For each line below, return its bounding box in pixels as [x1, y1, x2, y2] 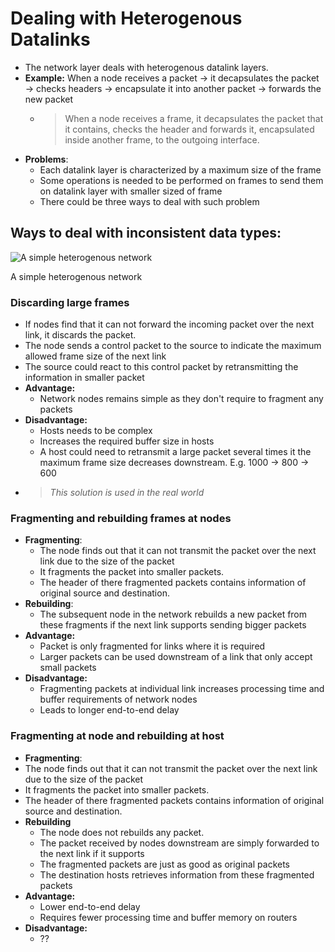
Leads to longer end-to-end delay [39, 704, 180, 716]
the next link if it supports [39, 847, 145, 859]
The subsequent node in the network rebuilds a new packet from [39, 608, 308, 621]
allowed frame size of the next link [24, 350, 167, 362]
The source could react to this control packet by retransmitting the [24, 361, 299, 373]
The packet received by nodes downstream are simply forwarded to [39, 837, 320, 849]
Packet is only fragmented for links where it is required [39, 640, 266, 652]
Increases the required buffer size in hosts [39, 435, 215, 447]
